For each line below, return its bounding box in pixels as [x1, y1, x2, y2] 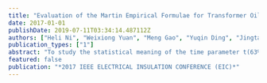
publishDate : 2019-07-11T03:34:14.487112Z [8, 26, 151, 34]
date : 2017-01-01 [8, 19, 66, 27]
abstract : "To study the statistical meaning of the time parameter [8, 48, 240, 56]
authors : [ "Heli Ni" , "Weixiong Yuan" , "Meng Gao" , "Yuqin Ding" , [8, 33, 233, 42]
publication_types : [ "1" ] [8, 41, 94, 49]
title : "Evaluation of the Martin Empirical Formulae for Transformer [8, 11, 247, 20]
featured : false [8, 56, 62, 64]
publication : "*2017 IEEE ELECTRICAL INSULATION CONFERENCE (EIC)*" [8, 63, 240, 71]
